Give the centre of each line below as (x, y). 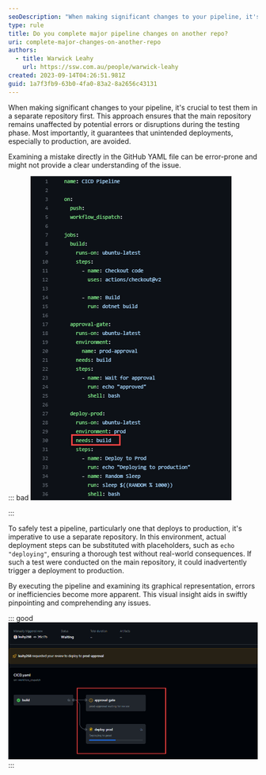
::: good (21, 618)
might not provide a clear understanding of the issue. (95, 165)
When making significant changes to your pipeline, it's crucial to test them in (133, 107)
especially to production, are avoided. (70, 141)
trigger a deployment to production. (66, 570)
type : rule (26, 25)
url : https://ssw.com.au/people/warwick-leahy (101, 67)
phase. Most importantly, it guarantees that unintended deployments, (121, 133)
